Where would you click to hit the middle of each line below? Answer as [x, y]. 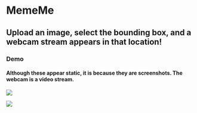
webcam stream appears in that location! [84, 42]
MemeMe [30, 10]
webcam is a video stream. [40, 80]
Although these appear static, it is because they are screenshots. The [95, 73]
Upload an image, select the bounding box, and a [99, 33]
